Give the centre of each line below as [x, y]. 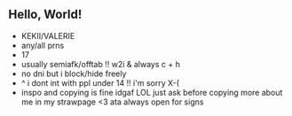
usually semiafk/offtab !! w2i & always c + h [101, 64]
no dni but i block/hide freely [74, 73]
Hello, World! [45, 15]
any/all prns [43, 45]
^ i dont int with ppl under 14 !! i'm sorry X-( [100, 82]
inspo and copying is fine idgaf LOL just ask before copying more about [152, 92]
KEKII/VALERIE [48, 35]
